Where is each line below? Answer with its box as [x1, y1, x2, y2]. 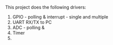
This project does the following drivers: [5, 4, 86, 10]
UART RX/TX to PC [12, 19, 52, 25]
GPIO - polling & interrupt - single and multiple [12, 14, 108, 19]
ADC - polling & [12, 24, 45, 30]
